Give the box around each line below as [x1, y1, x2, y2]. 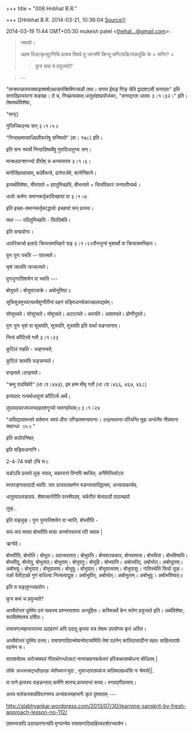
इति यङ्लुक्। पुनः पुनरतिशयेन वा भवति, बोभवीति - [6, 517, 98, 523]
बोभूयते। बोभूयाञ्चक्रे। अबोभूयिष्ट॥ [6, 287, 71, 294]
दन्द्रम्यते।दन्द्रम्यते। [6, 369, 42, 376]
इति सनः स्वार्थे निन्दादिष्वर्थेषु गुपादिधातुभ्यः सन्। [6, 146, 92, 153]
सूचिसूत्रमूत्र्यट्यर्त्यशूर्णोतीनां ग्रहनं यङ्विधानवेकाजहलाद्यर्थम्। [6, 299, 113, 305]
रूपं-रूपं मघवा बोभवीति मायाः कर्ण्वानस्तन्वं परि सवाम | [6, 529, 103, 535]
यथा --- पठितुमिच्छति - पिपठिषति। [6, 217, 71, 223]
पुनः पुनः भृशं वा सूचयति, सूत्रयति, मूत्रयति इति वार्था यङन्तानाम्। [6, 322, 121, 329]
